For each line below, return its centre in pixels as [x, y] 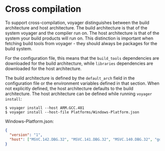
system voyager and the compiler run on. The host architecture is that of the [82, 33]
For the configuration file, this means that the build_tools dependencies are [82, 58]
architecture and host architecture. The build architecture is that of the [76, 27]
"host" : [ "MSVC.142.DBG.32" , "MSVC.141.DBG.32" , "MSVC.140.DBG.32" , [81, 139]
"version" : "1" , [26, 135]
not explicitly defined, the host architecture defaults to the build [69, 88]
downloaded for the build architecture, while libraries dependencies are [79, 63]
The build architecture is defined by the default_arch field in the [70, 78]
